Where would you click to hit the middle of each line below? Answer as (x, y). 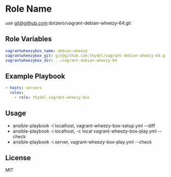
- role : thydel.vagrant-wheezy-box (52, 97)
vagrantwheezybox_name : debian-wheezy (46, 51)
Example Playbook (35, 76)
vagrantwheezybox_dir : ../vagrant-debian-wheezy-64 (61, 60)
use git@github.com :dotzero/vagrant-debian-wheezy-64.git (68, 23)
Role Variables (28, 39)
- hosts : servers (24, 88)
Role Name (28, 9)
